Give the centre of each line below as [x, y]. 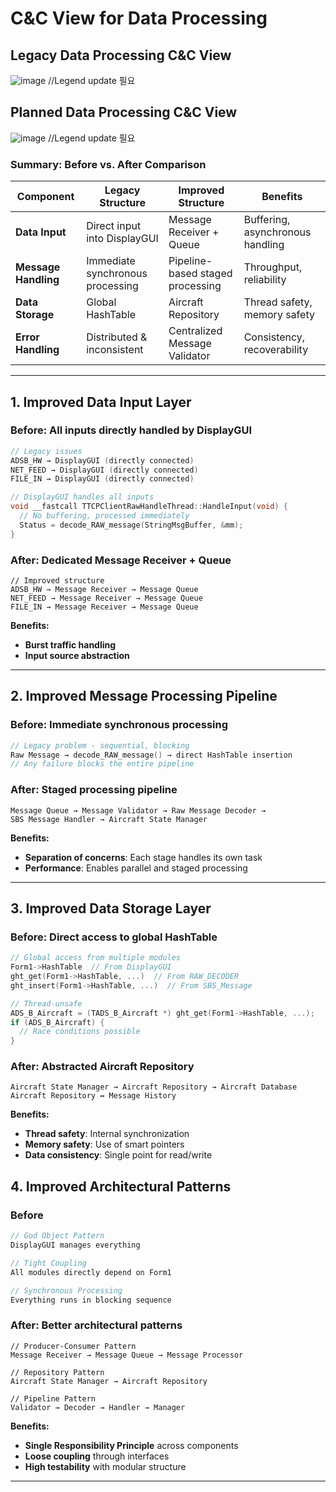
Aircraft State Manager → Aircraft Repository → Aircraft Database [154, 1087]
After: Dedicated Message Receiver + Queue [121, 560]
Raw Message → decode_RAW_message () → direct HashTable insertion [151, 755]
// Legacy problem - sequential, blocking [100, 745]
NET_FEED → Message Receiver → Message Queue [106, 598]
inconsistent [115, 350]
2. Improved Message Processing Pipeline [144, 696]
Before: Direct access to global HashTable [114, 937]
